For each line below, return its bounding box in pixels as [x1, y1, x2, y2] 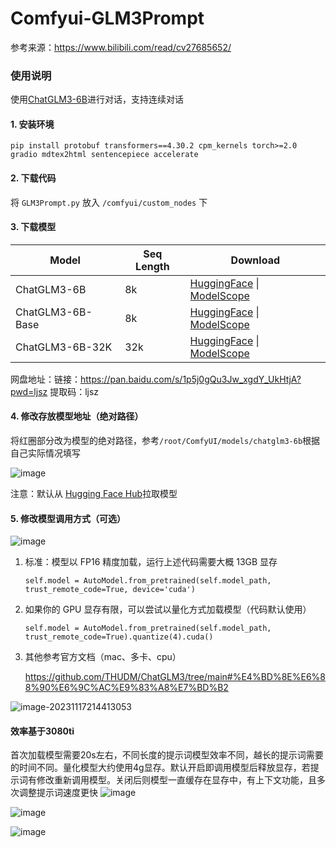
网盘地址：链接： [10, 373, 81, 385]
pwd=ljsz [10, 385, 48, 397]
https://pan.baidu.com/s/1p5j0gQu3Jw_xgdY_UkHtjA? [80, 373, 302, 385]
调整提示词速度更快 [18, 787, 98, 799]
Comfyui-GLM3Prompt [10, 7, 205, 30]
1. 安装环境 [10, 118, 55, 130]
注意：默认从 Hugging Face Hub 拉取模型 [10, 488, 178, 500]
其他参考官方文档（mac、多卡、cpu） [24, 651, 182, 663]
